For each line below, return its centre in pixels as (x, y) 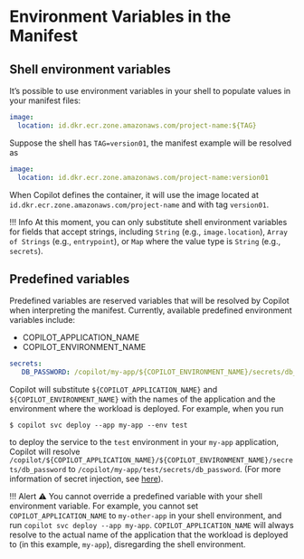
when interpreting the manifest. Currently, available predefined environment (151, 310)
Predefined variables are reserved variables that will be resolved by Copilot (149, 301)
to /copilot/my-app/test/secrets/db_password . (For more (175, 469)
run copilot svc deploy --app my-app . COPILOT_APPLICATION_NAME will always (152, 526)
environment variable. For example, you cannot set (104, 506)
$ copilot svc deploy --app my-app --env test (99, 426)
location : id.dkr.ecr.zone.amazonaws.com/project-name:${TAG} (137, 125)
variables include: (42, 320)
